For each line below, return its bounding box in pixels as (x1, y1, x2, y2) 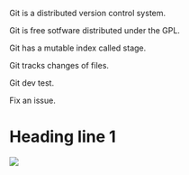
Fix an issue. (9, 95, 56, 106)
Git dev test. (9, 78, 55, 88)
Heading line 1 (9, 126, 117, 147)
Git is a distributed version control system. (9, 8, 166, 18)
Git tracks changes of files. (9, 60, 110, 70)
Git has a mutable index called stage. (9, 42, 147, 53)
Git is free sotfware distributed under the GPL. (9, 25, 180, 35)
